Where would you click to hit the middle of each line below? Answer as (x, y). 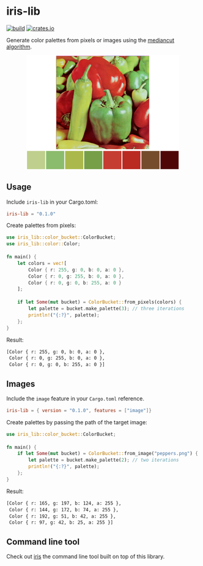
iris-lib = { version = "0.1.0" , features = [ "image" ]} (79, 410)
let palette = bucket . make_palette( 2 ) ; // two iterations (104, 460)
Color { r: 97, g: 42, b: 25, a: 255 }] (61, 522)
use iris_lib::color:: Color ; (43, 244)
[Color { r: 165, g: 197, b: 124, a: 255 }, (64, 503)
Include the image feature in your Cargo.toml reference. (76, 398)
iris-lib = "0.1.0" (31, 214)
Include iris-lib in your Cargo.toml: (52, 202)
